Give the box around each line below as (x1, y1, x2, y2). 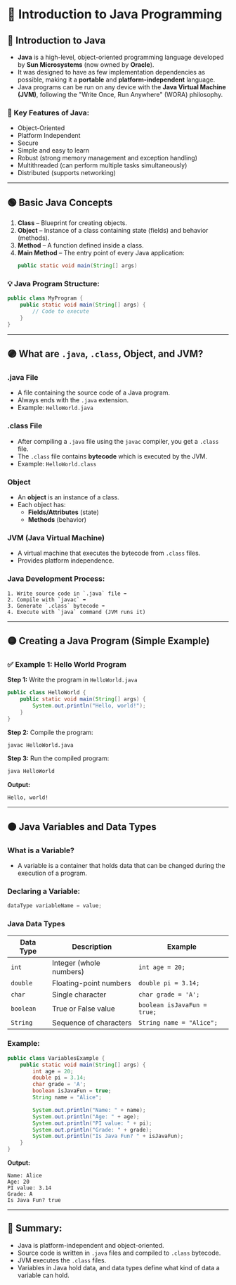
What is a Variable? (7, 845, 75, 855)
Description (72, 942, 112, 952)
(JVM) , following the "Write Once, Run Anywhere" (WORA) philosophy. (17, 91, 223, 98)
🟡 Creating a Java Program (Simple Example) (7, 634, 210, 646)
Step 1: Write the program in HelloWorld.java (7, 675, 138, 684)
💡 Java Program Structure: (7, 279, 100, 288)
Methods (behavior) (27, 515, 86, 523)
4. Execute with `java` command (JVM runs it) (7, 608, 146, 615)
